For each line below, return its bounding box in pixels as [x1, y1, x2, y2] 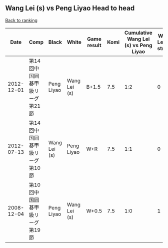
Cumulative [124, 29, 152, 36]
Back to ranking [5, 17, 37, 23]
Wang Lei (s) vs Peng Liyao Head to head [5, 4, 135, 13]
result [87, 42, 101, 49]
